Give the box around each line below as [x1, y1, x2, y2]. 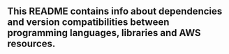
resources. [7, 38, 56, 50]
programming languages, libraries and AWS [7, 27, 201, 39]
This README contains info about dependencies [7, 6, 223, 17]
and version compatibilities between [7, 17, 170, 28]
